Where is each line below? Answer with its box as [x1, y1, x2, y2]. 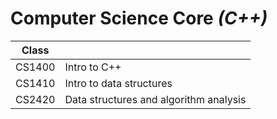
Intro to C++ [64, 60, 122, 74]
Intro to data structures [64, 76, 173, 90]
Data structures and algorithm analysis [64, 92, 247, 106]
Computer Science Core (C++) [10, 7, 268, 30]
